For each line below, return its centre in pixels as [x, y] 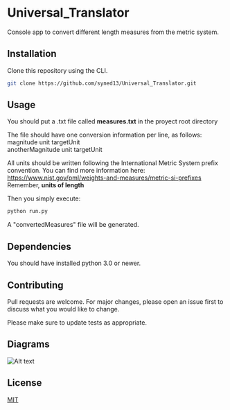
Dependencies [39, 247]
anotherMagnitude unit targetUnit [55, 150]
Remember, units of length [46, 185]
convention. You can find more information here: [76, 171]
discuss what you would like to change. [63, 309]
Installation [32, 54]
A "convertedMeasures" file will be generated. [73, 225]
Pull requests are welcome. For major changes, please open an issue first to [115, 301]
